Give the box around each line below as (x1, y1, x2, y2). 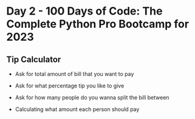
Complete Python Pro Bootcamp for (6, 17, 190, 31)
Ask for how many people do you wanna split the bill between (15, 94, 169, 101)
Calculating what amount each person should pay (15, 106, 140, 113)
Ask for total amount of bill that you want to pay (15, 70, 134, 77)
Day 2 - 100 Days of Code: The (6, 4, 163, 18)
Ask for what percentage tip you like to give (15, 82, 125, 89)
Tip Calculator (6, 54, 61, 64)
